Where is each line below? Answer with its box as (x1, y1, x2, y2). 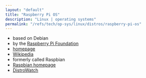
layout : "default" (5, 7, 44, 13)
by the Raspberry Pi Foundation (12, 41, 79, 47)
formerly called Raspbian (12, 56, 65, 63)
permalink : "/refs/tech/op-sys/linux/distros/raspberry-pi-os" (5, 21, 142, 27)
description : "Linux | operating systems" (5, 17, 96, 22)
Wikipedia (12, 51, 34, 57)
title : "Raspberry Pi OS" (5, 12, 60, 17)
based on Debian (12, 35, 49, 41)
